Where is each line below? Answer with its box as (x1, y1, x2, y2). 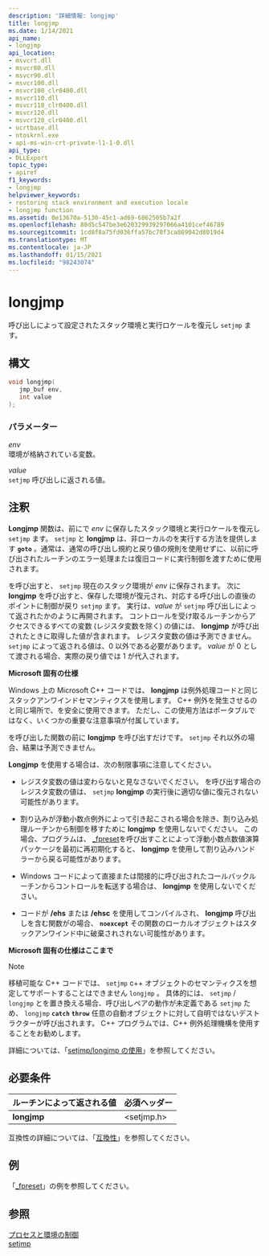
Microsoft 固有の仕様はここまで (8, 945, 114, 955)
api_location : (8, 49, 56, 57)
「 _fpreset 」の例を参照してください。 (8, 1181, 134, 1191)
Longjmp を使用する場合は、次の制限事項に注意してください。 (8, 759, 216, 769)
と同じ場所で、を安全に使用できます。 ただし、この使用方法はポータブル (8, 705, 249, 715)
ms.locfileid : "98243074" (8, 258, 95, 266)
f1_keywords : (8, 176, 52, 185)
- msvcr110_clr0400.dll (8, 101, 88, 109)
